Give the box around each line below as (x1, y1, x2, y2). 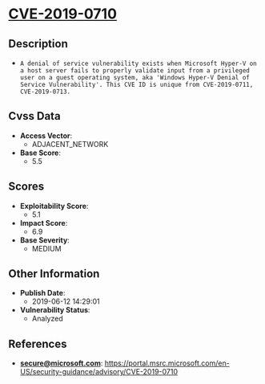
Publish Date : (19, 288, 66, 298)
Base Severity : (19, 235, 70, 245)
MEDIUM (31, 243, 62, 253)
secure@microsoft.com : (19, 358, 103, 368)
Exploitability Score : (19, 201, 89, 210)
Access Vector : (19, 130, 73, 141)
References (8, 337, 67, 350)
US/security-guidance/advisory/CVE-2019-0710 (19, 367, 179, 377)
